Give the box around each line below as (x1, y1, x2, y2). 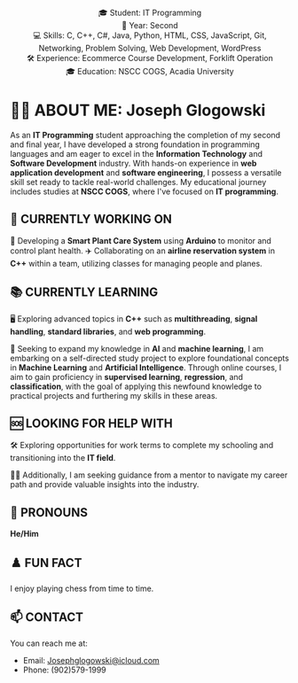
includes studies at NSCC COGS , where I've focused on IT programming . (10, 186, 278, 197)
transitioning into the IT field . (10, 453, 116, 463)
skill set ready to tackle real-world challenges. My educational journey (10, 176, 267, 187)
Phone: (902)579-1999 (22, 664, 107, 675)
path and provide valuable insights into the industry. (10, 479, 200, 490)
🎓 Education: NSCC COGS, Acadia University (66, 66, 234, 76)
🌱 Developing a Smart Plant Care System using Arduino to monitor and (10, 235, 271, 245)
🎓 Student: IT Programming (98, 7, 202, 18)
